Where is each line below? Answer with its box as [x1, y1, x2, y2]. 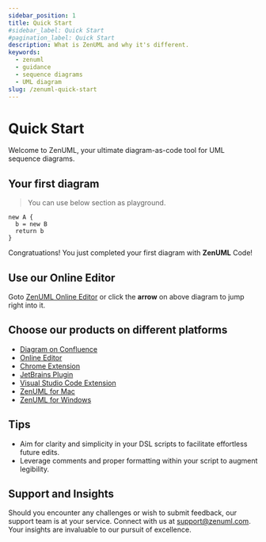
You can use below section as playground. [27, 198, 166, 208]
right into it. [8, 300, 46, 310]
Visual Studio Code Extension [19, 378, 116, 387]
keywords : [8, 48, 41, 56]
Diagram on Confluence [19, 344, 98, 353]
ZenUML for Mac [19, 386, 75, 396]
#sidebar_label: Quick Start [8, 26, 104, 34]
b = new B [15, 220, 47, 228]
